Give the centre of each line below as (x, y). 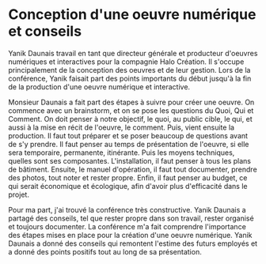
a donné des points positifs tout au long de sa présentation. (105, 251)
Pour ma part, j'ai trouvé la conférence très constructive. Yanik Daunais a (127, 209)
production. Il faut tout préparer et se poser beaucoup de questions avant (128, 135)
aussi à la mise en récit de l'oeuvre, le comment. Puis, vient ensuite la (122, 127)
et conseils (45, 31)
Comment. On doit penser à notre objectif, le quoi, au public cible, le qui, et (130, 119)
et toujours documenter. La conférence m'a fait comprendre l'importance (127, 226)
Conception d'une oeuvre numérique (132, 15)
